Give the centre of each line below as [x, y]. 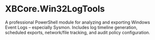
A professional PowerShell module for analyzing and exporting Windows [77, 22]
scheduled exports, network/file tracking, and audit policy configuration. [77, 32]
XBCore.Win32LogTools [55, 9]
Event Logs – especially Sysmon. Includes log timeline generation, [71, 27]
